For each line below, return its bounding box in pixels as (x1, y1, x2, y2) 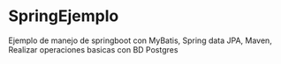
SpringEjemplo (8, 6, 119, 26)
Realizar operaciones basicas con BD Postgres (8, 44, 178, 54)
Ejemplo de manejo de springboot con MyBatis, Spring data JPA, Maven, (8, 35, 273, 46)
